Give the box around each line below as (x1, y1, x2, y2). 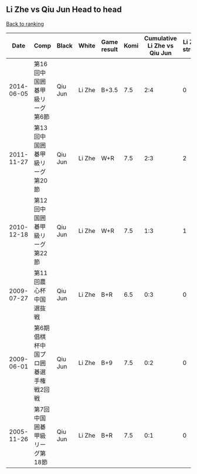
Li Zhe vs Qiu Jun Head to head (6, 5, 122, 15)
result (101, 45, 118, 53)
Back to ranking (6, 20, 44, 27)
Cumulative (144, 34, 177, 42)
